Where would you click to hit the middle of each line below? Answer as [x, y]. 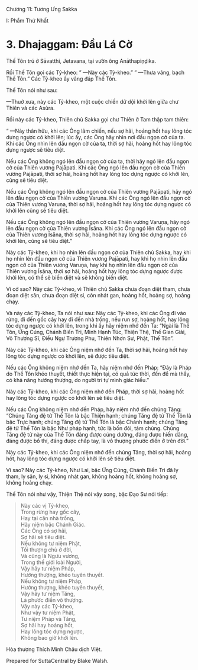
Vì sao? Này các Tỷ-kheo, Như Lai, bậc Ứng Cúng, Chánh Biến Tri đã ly [92, 470]
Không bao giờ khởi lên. [49, 637]
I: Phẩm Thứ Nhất [27, 20]
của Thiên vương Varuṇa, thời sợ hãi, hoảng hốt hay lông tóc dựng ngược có [99, 204]
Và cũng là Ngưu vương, [50, 556]
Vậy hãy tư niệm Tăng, [48, 594]
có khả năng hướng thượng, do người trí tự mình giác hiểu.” [78, 380]
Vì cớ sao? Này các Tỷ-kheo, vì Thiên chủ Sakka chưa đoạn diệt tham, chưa [98, 289]
